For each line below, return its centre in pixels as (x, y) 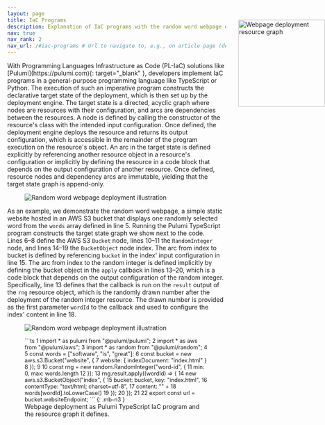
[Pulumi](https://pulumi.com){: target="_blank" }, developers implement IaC (115, 73)
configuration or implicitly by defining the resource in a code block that (109, 162)
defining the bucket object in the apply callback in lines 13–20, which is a (111, 270)
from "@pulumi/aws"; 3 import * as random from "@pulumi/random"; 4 (116, 347)
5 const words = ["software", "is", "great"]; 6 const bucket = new (108, 354)
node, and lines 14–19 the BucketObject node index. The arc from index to (112, 248)
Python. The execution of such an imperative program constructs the (106, 88)
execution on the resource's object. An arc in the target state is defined (109, 147)
